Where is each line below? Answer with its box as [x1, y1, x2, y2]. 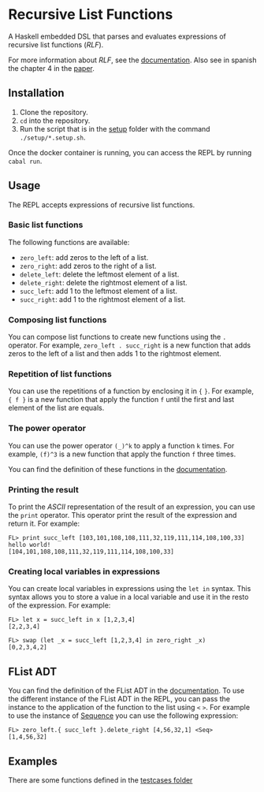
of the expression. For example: [8, 601, 111, 610]
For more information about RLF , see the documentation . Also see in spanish [8, 55, 257, 65]
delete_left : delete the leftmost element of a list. [19, 270, 180, 279]
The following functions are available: [8, 237, 130, 247]
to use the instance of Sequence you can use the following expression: [8, 711, 239, 720]
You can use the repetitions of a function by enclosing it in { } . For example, [8, 386, 255, 396]
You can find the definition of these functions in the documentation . [8, 464, 228, 474]
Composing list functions [8, 314, 107, 325]
